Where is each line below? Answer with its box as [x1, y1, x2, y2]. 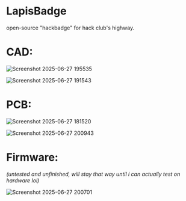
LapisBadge [6, 4, 67, 18]
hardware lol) [6, 176, 40, 184]
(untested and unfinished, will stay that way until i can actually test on [6, 170, 181, 178]
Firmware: [6, 150, 58, 164]
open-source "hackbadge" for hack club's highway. [6, 24, 135, 31]
